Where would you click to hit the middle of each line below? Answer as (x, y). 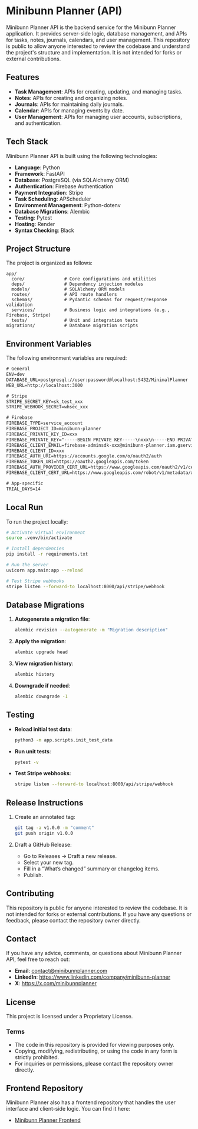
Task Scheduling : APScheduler (53, 199)
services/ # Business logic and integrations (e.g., (90, 310)
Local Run (25, 507)
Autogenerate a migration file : (52, 619)
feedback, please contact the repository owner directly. (73, 920)
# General (18, 369)
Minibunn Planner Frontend (47, 1120)
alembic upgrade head (41, 652)
